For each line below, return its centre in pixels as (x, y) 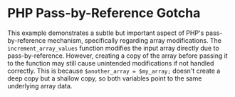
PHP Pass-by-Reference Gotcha (104, 13)
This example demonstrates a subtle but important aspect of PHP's (106, 33)
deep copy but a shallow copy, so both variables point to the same (105, 78)
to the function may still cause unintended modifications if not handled (111, 63)
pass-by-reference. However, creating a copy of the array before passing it (117, 56)
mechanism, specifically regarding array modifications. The (135, 40)
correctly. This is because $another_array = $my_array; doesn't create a (114, 71)
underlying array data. (40, 86)
